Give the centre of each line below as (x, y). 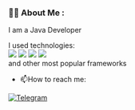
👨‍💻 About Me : (37, 13)
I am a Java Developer (45, 30)
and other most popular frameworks (67, 64)
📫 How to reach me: (53, 80)
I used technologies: (42, 45)
